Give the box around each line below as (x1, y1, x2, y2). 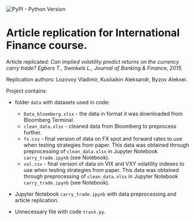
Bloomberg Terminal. (23, 116, 75, 123)
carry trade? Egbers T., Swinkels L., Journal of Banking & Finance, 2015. (6, 64, 183, 71)
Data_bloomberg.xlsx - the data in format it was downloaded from (23, 110, 183, 117)
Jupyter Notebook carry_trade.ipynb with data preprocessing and (14, 190, 177, 197)
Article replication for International (6, 27, 180, 39)
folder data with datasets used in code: (14, 98, 110, 105)
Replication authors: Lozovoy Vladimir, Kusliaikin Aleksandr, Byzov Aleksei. (6, 75, 188, 83)
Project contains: (6, 87, 47, 94)
